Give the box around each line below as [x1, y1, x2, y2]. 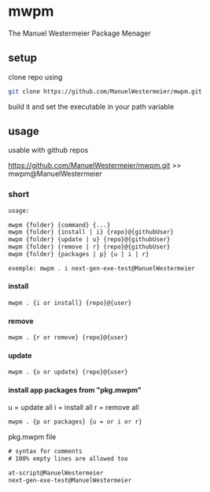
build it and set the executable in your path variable [8, 102, 175, 111]
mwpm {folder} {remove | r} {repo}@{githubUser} [8, 243, 171, 251]
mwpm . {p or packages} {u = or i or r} [8, 418, 143, 426]
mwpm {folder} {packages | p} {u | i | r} [8, 251, 149, 259]
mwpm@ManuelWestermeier [8, 169, 102, 179]
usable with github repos [8, 145, 89, 155]
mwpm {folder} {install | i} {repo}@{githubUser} [8, 228, 175, 237]
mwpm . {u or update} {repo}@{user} [8, 368, 128, 376]
